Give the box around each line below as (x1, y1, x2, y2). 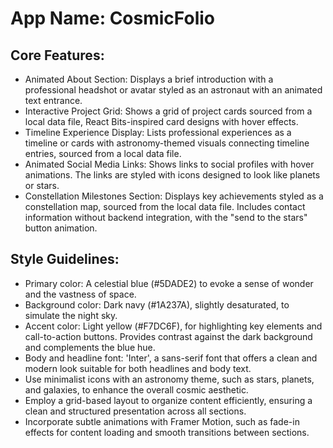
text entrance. (24, 95, 83, 106)
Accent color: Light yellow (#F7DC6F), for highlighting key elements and (24, 320, 323, 332)
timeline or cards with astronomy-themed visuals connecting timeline (24, 137, 310, 149)
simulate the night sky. (24, 309, 118, 321)
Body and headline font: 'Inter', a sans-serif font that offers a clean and (24, 352, 318, 364)
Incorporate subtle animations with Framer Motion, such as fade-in (24, 415, 300, 427)
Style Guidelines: (10, 251, 120, 268)
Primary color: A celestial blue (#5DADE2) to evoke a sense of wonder (24, 277, 314, 289)
